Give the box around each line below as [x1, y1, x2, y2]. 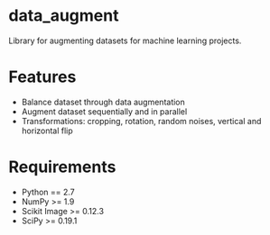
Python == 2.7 [21, 186, 76, 197]
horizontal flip [21, 125, 73, 136]
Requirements [8, 157, 116, 177]
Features [8, 67, 77, 87]
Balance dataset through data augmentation [21, 96, 186, 107]
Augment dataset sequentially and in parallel [21, 105, 188, 117]
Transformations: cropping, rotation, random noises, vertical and [21, 115, 262, 126]
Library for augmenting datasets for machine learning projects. [8, 35, 242, 46]
